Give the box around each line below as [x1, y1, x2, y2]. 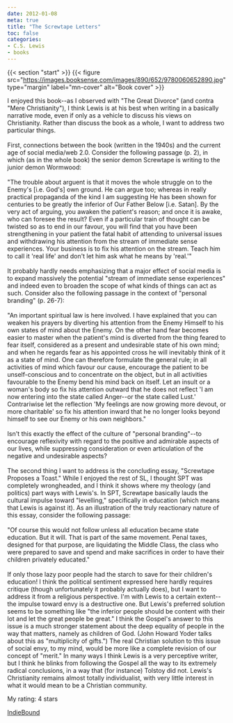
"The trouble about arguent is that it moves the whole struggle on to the [7, 178, 213, 186]
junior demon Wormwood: [7, 163, 82, 171]
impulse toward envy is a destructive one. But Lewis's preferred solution [17, 600, 225, 608]
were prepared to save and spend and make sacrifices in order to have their [7, 547, 225, 556]
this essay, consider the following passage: [7, 511, 131, 519]
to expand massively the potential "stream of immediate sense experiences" [7, 274, 226, 282]
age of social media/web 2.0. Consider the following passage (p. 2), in [7, 148, 209, 157]
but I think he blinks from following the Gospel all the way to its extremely [7, 659, 217, 667]
